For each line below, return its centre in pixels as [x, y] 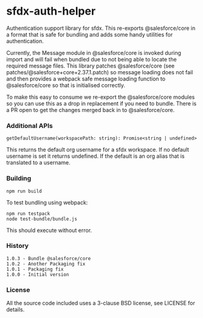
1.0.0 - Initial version [38, 274]
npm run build [24, 191]
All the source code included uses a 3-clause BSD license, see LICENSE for [101, 303]
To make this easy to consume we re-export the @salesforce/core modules [101, 97]
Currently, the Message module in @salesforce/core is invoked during [94, 52]
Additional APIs [29, 125]
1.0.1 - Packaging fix [35, 269]
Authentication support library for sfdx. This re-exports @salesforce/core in [101, 28]
